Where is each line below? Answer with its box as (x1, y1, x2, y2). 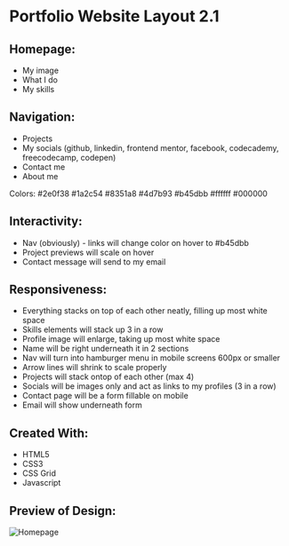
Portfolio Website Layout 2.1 (9, 6, 220, 27)
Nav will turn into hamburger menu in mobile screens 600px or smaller (21, 352, 281, 363)
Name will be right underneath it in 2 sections (21, 344, 189, 354)
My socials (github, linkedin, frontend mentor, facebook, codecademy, (21, 142, 279, 153)
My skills (21, 84, 55, 94)
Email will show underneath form (21, 400, 142, 410)
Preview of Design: (9, 503, 116, 518)
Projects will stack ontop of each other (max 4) (21, 371, 195, 383)
